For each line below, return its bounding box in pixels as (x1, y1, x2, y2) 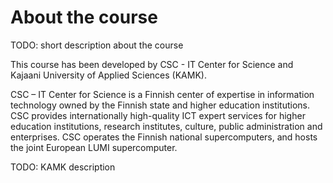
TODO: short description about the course (10, 39, 184, 51)
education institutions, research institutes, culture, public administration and (10, 120, 323, 132)
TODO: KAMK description (10, 161, 116, 173)
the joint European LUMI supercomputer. (10, 141, 178, 153)
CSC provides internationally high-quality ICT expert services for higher (10, 109, 306, 121)
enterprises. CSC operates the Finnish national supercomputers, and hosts (10, 131, 318, 143)
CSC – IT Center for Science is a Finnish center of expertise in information (10, 88, 315, 100)
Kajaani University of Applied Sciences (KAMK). (10, 69, 207, 81)
